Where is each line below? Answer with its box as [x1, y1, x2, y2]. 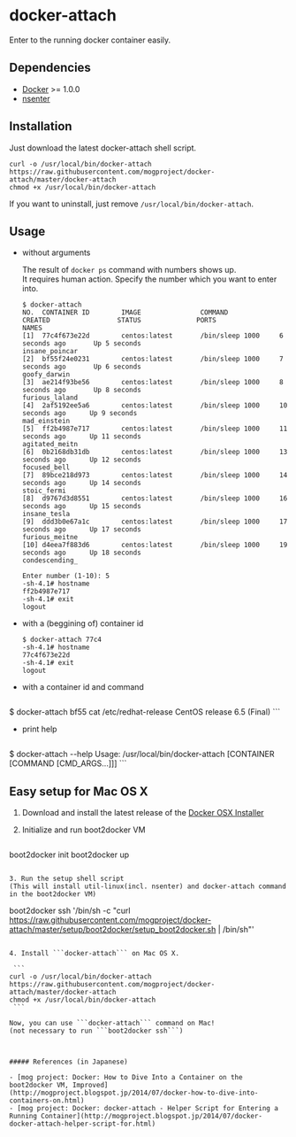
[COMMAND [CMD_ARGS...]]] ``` [9, 758, 127, 769]
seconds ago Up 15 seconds [21, 502, 141, 511]
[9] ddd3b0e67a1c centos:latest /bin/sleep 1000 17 [21, 517, 288, 527]
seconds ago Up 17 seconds [21, 525, 141, 534]
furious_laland [21, 393, 79, 403]
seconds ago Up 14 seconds [21, 479, 141, 488]
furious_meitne [21, 533, 79, 542]
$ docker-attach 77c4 [21, 635, 102, 645]
